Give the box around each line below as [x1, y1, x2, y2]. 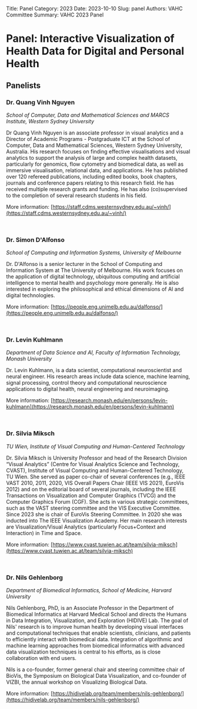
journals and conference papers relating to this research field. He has [6, 179, 175, 186]
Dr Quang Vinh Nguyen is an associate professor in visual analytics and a [6, 129, 183, 136]
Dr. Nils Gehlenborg [6, 573, 64, 582]
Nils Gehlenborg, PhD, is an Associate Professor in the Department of [6, 605, 174, 612]
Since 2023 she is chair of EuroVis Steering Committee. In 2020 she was [6, 510, 182, 518]
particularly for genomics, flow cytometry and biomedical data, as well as [6, 160, 184, 168]
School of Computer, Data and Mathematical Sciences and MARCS [6, 111, 169, 119]
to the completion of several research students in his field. [6, 192, 147, 199]
